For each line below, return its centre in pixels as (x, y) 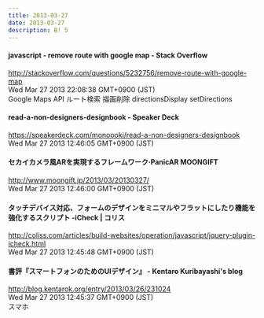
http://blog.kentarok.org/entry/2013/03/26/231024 (90, 289)
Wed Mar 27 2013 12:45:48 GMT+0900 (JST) (81, 252)
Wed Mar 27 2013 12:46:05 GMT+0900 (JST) (81, 143)
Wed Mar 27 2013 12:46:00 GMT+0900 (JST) (81, 188)
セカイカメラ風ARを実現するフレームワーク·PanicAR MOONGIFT (113, 162)
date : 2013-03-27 (37, 23)
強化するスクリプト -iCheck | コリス (67, 217)
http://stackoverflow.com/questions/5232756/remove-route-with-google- (128, 72)
